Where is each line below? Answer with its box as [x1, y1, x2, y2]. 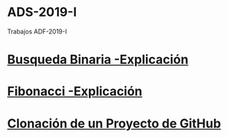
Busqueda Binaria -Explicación [7, 52, 189, 68]
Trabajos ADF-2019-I [7, 27, 67, 36]
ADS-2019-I [7, 4, 77, 20]
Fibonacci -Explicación [7, 84, 142, 100]
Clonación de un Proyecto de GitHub [7, 116, 221, 131]
